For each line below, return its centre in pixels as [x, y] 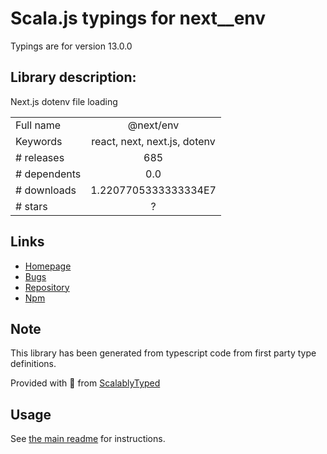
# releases [40, 157]
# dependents [48, 174]
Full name [38, 125]
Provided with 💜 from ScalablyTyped [85, 383]
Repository [47, 287]
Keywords [39, 141]
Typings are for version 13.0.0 [71, 46]
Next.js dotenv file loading [64, 101]
